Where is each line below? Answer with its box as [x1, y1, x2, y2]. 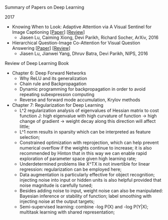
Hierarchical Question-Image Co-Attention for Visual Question [12, 40, 140, 46]
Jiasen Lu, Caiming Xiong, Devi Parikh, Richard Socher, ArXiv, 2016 [19, 35, 159, 40]
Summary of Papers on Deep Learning [5, 5, 85, 10]
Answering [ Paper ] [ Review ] [12, 45, 71, 51]
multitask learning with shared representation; [19, 209, 115, 215]
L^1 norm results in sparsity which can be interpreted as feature [19, 129, 151, 135]
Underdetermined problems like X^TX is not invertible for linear [19, 161, 150, 167]
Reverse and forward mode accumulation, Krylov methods [19, 97, 140, 103]
